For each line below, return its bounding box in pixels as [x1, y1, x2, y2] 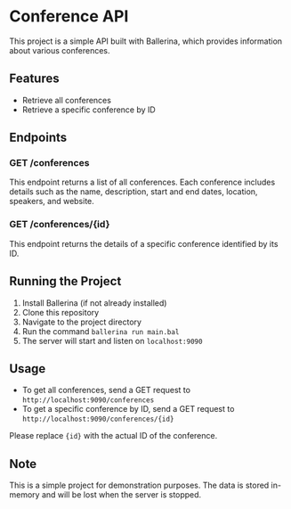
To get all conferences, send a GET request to [21, 385, 191, 396]
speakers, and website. [9, 196, 95, 207]
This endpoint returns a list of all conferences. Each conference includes [9, 177, 276, 188]
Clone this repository [21, 307, 100, 317]
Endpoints [9, 130, 68, 145]
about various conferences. [9, 45, 110, 55]
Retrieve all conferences [21, 94, 111, 105]
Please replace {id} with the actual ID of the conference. [9, 431, 218, 441]
